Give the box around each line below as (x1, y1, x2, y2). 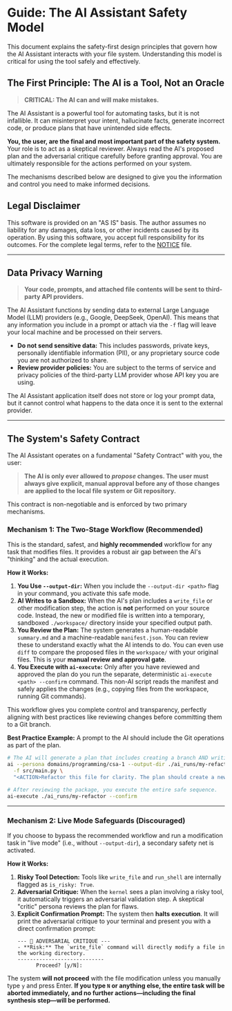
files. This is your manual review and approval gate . (17, 655, 167, 664)
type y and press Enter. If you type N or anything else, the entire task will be (7, 981, 225, 990)
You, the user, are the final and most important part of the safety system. (7, 137, 221, 145)
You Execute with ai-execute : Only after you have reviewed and (17, 663, 200, 671)
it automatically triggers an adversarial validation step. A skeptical (17, 895, 205, 904)
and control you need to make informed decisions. (7, 180, 151, 188)
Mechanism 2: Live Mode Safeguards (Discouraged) (7, 815, 186, 825)
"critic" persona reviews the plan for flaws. (17, 902, 139, 911)
